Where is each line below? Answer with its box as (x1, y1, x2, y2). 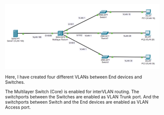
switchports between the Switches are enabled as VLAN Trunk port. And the (5, 94, 159, 100)
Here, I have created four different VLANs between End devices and (5, 74, 142, 80)
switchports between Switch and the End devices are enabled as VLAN (5, 99, 148, 105)
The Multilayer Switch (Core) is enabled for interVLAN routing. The (5, 89, 140, 94)
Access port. (5, 104, 31, 110)
